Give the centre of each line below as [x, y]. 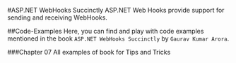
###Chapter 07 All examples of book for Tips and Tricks [89, 52]
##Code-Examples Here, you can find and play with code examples [106, 31]
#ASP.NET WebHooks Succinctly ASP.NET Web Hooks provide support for [116, 10]
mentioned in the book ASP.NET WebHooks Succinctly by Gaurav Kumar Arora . [118, 38]
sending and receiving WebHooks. [58, 17]
